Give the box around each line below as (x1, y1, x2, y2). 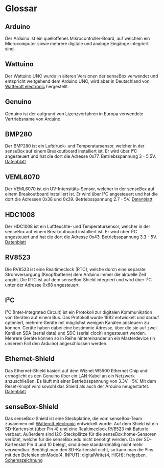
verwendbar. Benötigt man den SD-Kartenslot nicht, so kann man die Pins (5, 447, 154, 453)
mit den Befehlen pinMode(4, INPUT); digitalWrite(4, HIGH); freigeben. (5, 452, 147, 458)
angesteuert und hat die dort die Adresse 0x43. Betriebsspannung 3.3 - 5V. (5, 234, 158, 240)
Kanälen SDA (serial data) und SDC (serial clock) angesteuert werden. (5, 330, 146, 336)
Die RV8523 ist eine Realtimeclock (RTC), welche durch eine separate (5, 266, 146, 272)
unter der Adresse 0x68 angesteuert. (5, 282, 80, 288)
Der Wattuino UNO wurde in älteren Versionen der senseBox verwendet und (5, 73, 158, 79)
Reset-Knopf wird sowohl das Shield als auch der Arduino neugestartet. (5, 383, 150, 389)
